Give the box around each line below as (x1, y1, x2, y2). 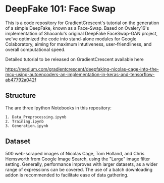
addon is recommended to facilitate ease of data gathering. (5, 172, 129, 178)
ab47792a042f (5, 77, 37, 83)
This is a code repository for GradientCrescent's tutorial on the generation (5, 20, 159, 26)
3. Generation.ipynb (5, 123, 49, 129)
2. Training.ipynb (5, 119, 44, 124)
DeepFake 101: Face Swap (5, 3, 116, 15)
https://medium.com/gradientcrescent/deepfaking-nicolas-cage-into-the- (5, 66, 159, 72)
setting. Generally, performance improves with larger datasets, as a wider (5, 161, 158, 167)
